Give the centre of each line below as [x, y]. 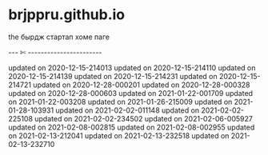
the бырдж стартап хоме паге [59, 37]
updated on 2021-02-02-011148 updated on [128, 110]
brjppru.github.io [67, 15]
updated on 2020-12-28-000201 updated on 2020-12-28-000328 [142, 85]
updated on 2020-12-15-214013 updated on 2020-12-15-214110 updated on [132, 68]
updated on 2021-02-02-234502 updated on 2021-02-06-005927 [144, 118]
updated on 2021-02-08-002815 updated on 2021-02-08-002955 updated [132, 127]
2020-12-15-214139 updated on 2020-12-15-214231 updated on [113, 76]
